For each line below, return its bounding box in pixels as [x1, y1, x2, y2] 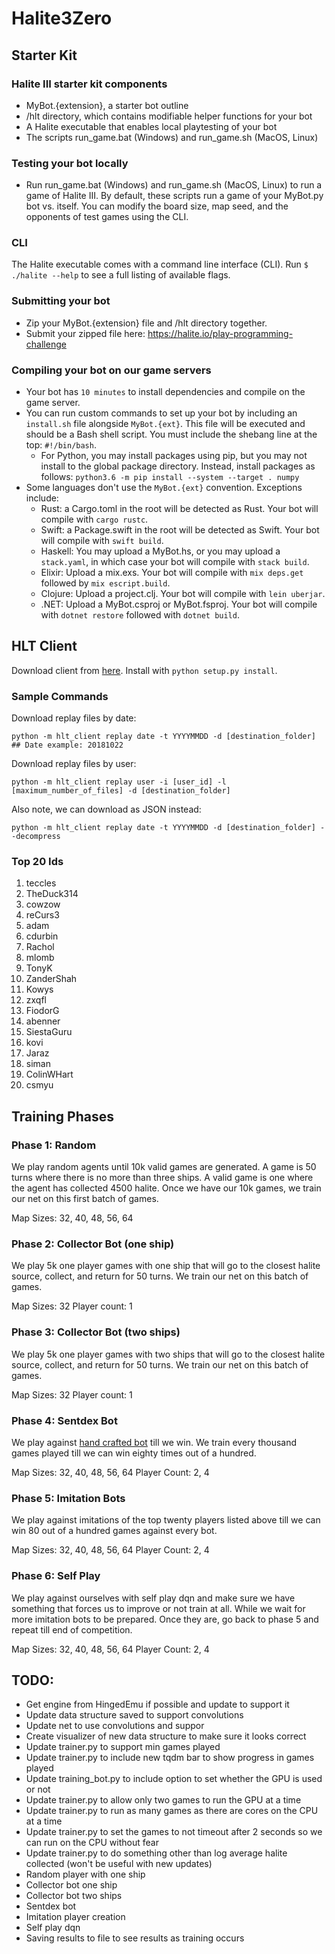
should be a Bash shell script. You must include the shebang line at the [25, 428, 318, 441]
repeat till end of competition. [11, 1623, 133, 1636]
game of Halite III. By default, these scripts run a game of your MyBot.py [25, 190, 324, 202]
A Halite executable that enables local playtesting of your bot [25, 120, 278, 132]
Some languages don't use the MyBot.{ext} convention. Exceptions [25, 482, 303, 494]
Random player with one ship [25, 1868, 146, 1881]
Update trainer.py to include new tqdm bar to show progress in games [25, 1752, 315, 1764]
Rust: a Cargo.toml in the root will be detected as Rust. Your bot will [40, 503, 319, 515]
